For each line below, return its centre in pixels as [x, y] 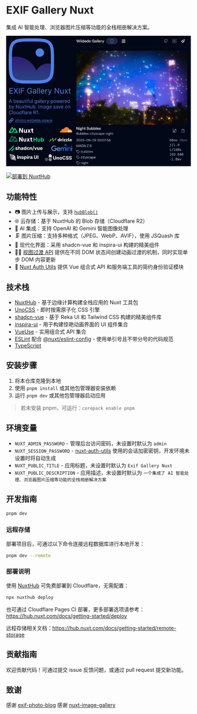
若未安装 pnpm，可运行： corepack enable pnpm [77, 407]
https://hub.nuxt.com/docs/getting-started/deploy [67, 616]
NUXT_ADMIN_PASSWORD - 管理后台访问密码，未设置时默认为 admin [91, 443]
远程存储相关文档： [29, 628]
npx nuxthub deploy [30, 597]
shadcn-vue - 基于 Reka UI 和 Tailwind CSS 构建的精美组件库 [88, 317]
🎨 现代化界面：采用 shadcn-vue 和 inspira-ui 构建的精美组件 [87, 245]
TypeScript [28, 346]
